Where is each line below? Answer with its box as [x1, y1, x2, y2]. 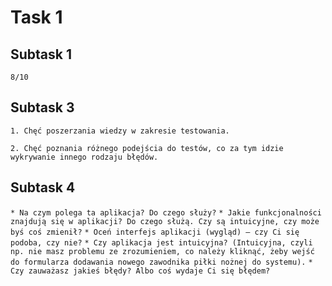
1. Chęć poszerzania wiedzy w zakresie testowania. [10, 126, 230, 136]
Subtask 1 [10, 46, 73, 63]
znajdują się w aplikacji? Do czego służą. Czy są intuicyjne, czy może [10, 216, 320, 226]
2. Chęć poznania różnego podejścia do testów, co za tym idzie [10, 143, 284, 153]
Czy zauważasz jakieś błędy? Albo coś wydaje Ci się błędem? [10, 266, 271, 276]
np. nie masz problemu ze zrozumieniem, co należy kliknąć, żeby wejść [10, 246, 315, 256]
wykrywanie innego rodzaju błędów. [10, 152, 159, 162]
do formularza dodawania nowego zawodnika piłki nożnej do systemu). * [10, 257, 313, 267]
